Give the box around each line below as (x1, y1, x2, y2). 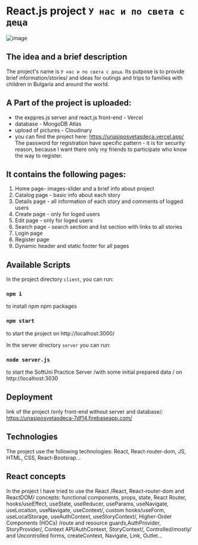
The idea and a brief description (6, 52, 128, 62)
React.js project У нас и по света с (6, 4, 185, 18)
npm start (6, 317, 35, 325)
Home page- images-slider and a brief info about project (14, 185, 154, 192)
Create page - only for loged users (14, 211, 100, 218)
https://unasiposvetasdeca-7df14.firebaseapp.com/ (6, 414, 132, 422)
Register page (14, 236, 49, 243)
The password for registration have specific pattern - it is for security (14, 139, 185, 146)
